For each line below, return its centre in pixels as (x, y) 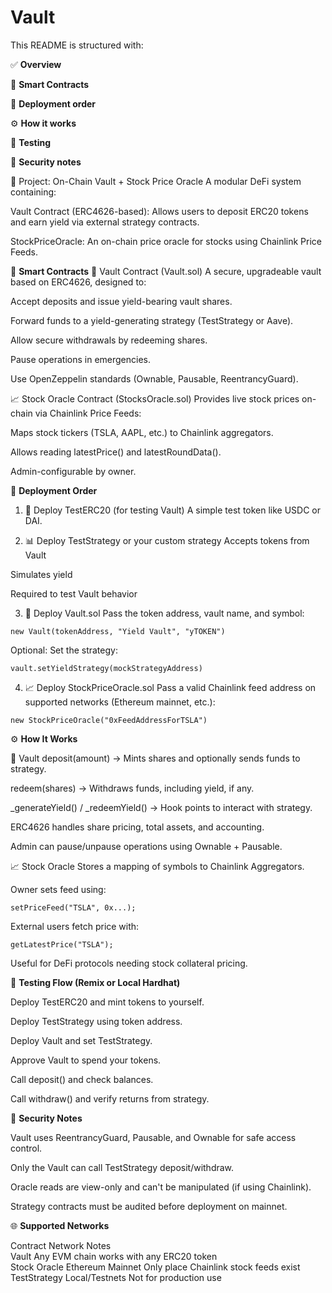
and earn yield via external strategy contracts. (105, 222)
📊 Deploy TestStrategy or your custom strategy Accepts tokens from (167, 540)
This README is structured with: (77, 45)
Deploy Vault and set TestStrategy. (81, 1040)
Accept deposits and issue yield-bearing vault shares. (121, 301)
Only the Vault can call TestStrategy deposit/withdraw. (122, 1167)
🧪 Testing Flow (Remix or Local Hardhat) (95, 982)
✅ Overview (36, 64)
